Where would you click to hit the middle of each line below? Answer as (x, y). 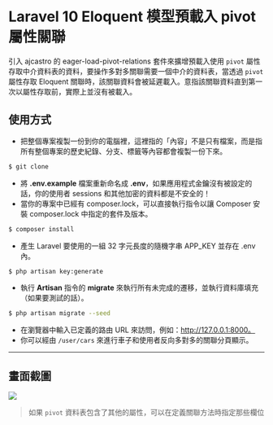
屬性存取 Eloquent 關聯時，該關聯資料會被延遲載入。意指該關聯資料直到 (128, 81)
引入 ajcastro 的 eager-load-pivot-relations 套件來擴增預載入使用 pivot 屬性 (135, 61)
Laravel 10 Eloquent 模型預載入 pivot (132, 17)
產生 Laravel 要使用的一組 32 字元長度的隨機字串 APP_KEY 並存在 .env (138, 246)
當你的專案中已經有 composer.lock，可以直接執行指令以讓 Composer (136, 204)
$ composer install (41, 229)
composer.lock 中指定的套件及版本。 (91, 213)
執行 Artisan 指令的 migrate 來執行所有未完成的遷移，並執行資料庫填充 (139, 288)
